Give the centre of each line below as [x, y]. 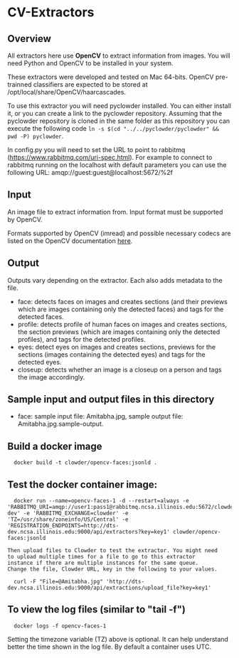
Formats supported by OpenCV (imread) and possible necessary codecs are [119, 233]
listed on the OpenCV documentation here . [70, 241]
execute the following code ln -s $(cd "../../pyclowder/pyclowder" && [113, 128]
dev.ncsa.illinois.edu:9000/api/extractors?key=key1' [89, 532]
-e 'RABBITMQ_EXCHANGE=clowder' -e [76, 513]
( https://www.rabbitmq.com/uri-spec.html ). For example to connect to [110, 157]
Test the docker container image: [83, 484]
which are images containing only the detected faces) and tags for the [121, 309]
